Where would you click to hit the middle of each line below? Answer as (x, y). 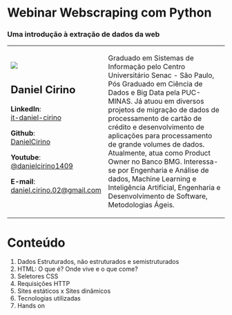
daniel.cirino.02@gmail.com (56, 190)
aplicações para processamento (160, 136)
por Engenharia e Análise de (163, 171)
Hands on (31, 306)
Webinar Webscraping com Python (109, 13)
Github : (23, 133)
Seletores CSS (38, 276)
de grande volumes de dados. (156, 144)
